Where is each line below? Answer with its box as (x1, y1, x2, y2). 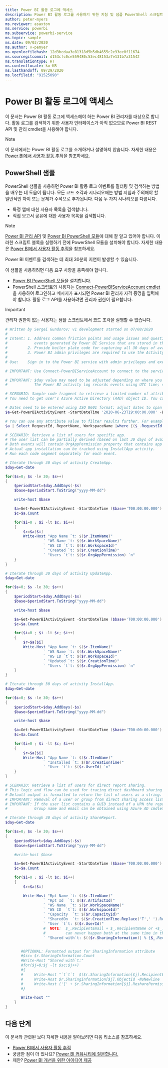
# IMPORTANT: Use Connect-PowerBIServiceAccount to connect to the (5, 369, 149, 374)
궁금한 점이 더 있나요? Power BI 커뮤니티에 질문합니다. (12, 1050, 118, 1057)
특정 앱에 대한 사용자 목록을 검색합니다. (12, 206, 89, 212)
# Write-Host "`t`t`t (20, 972, 75, 977)
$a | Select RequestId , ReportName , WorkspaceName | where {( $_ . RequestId (5, 423, 162, 428)
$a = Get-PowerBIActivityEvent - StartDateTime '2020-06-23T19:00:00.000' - (5, 410, 162, 415)
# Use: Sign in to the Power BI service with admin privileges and (5, 360, 155, 365)
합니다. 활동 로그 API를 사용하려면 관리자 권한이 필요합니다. (17, 296, 133, 302)
